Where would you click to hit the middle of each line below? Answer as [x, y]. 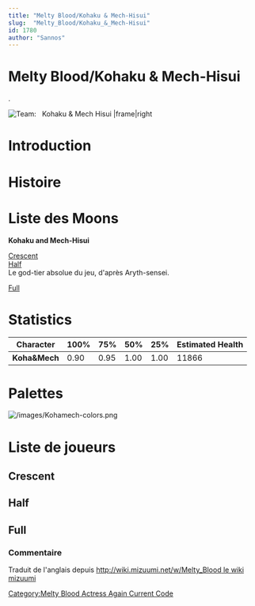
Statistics [40, 319]
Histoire [35, 182]
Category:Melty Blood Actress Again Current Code [91, 593]
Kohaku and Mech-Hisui [49, 240]
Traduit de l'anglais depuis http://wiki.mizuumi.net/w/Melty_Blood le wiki [126, 570]
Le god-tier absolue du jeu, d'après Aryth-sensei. [89, 272]
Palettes [36, 393]
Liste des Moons [63, 218]
